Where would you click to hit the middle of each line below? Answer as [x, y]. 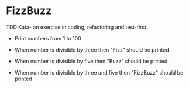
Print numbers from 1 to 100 [48, 38]
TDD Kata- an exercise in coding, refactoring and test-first [76, 27]
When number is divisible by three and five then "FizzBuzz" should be [99, 72]
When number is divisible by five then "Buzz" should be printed [91, 61]
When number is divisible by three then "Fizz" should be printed [92, 50]
